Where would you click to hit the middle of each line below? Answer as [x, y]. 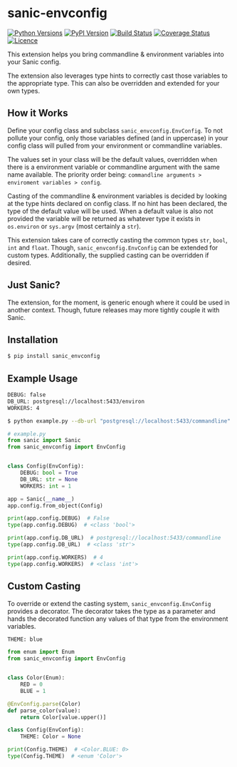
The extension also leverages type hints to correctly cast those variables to [117, 76]
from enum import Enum [41, 652]
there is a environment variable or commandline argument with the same [114, 167]
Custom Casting [44, 586]
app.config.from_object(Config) [55, 505]
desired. [20, 262]
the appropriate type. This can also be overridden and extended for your [114, 83]
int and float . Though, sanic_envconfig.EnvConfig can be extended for [113, 247]
